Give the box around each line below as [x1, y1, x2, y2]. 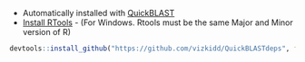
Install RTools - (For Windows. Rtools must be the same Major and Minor [22, 17, 293, 28]
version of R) [22, 27, 71, 37]
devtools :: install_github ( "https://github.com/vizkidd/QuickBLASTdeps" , [9, 44, 290, 53]
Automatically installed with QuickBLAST [22, 8, 175, 18]
